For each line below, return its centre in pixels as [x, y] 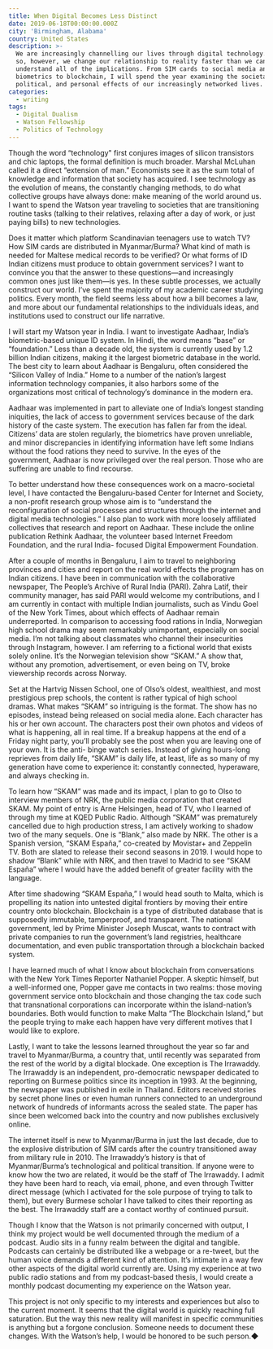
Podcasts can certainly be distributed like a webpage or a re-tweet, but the [134, 1250]
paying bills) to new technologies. [65, 222]
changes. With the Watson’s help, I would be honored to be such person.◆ [134, 1336]
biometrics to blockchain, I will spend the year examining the [127, 77]
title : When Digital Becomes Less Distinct [83, 16]
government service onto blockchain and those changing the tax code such [135, 995]
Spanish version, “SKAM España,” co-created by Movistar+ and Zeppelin [130, 843]
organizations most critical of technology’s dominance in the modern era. [131, 392]
